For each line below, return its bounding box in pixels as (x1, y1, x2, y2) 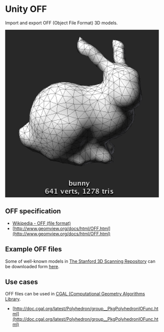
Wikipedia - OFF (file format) (12, 220, 71, 226)
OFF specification (5, 207, 61, 216)
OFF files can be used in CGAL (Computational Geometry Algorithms (5, 291, 145, 297)
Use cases (5, 278, 38, 286)
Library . (5, 296, 21, 302)
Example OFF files (5, 245, 62, 253)
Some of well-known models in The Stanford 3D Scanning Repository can (5, 258, 156, 264)
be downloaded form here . (5, 263, 59, 269)
